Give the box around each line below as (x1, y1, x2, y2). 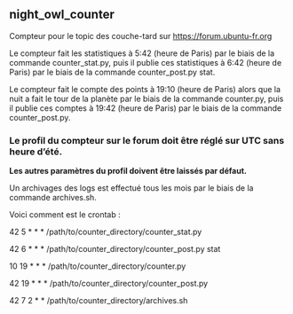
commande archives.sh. (9, 192, 98, 203)
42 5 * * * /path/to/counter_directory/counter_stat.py (9, 226, 202, 238)
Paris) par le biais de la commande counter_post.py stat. (9, 67, 216, 77)
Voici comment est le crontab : (9, 209, 122, 220)
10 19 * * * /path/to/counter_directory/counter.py (9, 261, 186, 271)
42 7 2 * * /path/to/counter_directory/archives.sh (9, 295, 188, 306)
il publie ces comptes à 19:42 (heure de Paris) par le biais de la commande (9, 102, 282, 114)
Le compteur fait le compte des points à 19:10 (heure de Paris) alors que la (9, 83, 281, 94)
